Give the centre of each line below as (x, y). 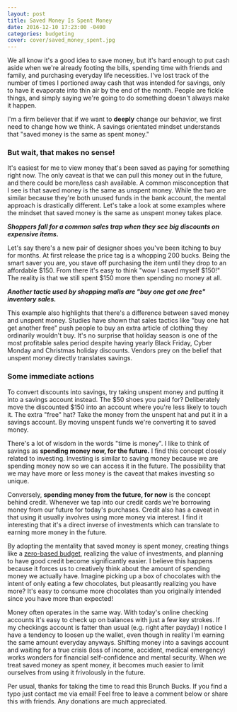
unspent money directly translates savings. (70, 358)
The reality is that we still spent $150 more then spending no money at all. (115, 278)
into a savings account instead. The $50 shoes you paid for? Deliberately (114, 399)
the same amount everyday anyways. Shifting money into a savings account (118, 642)
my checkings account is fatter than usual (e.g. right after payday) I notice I (117, 627)
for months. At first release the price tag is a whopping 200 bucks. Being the (119, 255)
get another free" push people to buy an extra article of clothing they (108, 328)
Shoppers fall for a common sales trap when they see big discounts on (114, 226)
